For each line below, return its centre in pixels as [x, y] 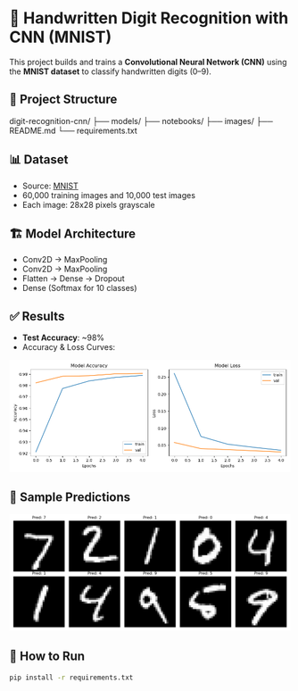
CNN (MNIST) [61, 37]
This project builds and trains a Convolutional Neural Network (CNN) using [148, 62]
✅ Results [37, 316]
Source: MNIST [50, 186]
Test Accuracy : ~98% [63, 337]
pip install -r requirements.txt [71, 678]
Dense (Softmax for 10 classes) [79, 288]
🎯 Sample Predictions [70, 498]
